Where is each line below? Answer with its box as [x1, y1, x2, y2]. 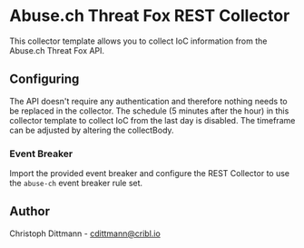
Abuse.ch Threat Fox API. [9, 45, 105, 55]
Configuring [9, 72, 80, 87]
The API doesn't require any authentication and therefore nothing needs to [9, 95, 288, 106]
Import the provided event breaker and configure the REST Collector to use [9, 168, 290, 179]
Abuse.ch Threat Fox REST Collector [9, 5, 290, 26]
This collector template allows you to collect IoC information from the [9, 35, 268, 46]
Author [9, 203, 50, 219]
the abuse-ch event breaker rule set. [9, 178, 143, 189]
